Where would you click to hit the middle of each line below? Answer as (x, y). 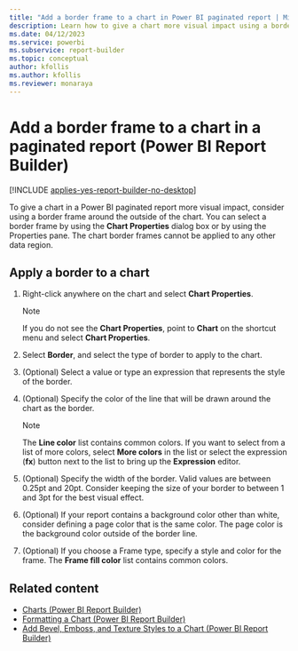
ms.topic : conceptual (49, 59)
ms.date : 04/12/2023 (47, 34)
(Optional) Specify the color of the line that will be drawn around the (146, 399)
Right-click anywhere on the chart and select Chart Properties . (137, 294)
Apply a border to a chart (80, 272)
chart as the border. (58, 409)
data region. (31, 244)
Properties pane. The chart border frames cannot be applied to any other (143, 235)
